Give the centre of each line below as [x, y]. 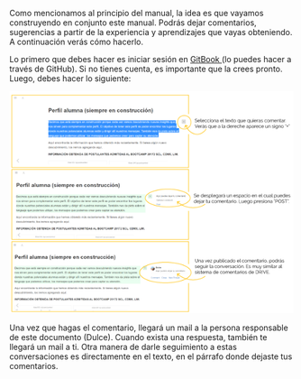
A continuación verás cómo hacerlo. [77, 42]
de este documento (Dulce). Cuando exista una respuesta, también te [138, 337]
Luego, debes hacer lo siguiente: [70, 79]
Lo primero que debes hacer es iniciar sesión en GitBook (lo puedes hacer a [150, 59]
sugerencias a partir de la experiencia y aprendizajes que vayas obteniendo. [151, 32]
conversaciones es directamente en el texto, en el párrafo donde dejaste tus [151, 356]
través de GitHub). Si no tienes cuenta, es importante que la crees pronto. [146, 69]
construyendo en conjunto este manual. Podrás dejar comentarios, [133, 23]
